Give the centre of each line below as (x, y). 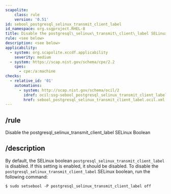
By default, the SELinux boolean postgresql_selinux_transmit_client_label (85, 160)
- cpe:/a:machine (37, 72)
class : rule (27, 15)
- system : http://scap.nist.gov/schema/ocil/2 (69, 90)
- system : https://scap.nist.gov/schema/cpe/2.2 (62, 62)
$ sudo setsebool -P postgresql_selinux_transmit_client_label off (78, 186)
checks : (13, 76)
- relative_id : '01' (32, 81)
